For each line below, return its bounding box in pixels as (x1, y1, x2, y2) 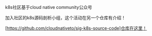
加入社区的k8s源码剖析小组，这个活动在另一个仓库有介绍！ (5, 15, 126, 21)
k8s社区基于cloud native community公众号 (5, 4, 92, 10)
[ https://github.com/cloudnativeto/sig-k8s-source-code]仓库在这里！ (5, 25, 148, 31)
